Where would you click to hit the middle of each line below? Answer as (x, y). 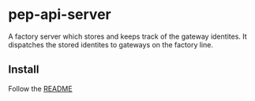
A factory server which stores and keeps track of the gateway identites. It (127, 36)
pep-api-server (60, 15)
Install (24, 70)
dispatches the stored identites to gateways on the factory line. (111, 44)
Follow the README (40, 88)
